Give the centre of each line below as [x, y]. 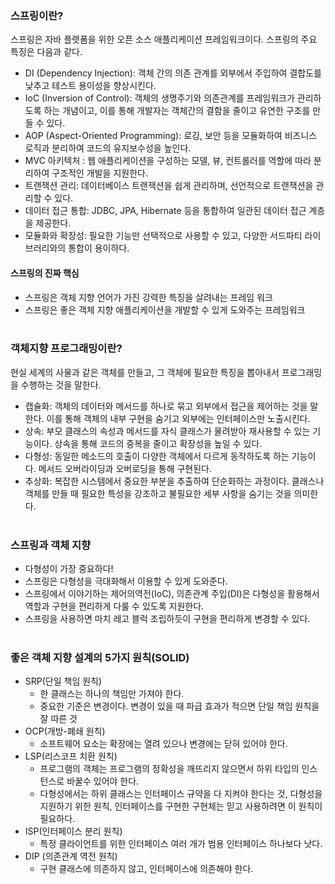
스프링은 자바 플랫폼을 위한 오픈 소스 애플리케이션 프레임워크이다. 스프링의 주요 [164, 39]
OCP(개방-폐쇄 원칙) [65, 731]
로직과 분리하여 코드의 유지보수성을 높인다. [108, 148]
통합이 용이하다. [99, 248]
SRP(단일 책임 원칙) [63, 681]
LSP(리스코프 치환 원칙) [71, 756]
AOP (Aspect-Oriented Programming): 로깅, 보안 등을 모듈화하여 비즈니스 [171, 136]
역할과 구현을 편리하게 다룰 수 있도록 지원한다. [114, 606]
